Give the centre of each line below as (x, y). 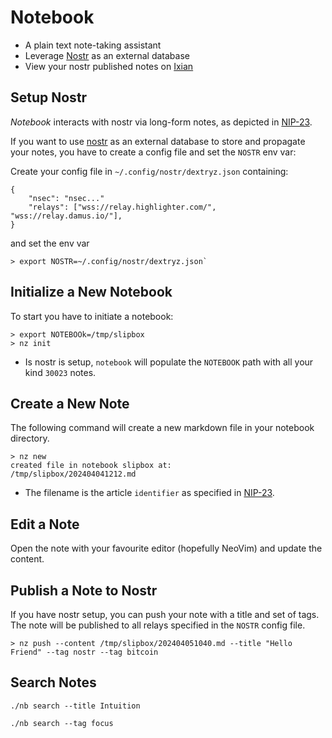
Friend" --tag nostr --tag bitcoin (84, 652)
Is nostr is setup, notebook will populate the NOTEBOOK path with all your (169, 362)
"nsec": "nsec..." (66, 198)
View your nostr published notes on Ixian (109, 66)
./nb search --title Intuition (75, 706)
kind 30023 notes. (60, 372)
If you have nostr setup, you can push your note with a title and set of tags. (165, 614)
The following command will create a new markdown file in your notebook (162, 428)
